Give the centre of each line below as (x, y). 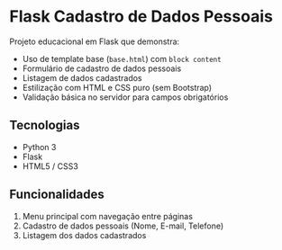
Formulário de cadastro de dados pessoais (102, 68)
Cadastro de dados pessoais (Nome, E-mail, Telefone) (123, 226)
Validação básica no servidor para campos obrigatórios (125, 97)
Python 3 (39, 147)
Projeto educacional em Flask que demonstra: (95, 41)
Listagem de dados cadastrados (82, 77)
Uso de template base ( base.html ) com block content (122, 58)
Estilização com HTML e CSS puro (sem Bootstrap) (117, 87)
